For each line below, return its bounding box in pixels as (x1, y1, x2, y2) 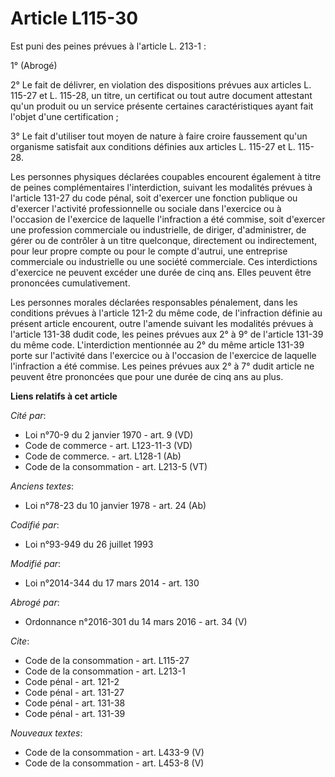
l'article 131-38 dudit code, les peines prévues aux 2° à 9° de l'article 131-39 (10, 328, 324, 340)
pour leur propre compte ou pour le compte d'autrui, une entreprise (10, 245, 288, 257)
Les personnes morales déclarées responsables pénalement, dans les (10, 296, 298, 308)
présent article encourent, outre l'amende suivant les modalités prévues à (10, 317, 314, 329)
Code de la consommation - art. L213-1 (24, 665, 186, 677)
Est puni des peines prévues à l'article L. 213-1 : (10, 40, 207, 52)
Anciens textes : (10, 480, 75, 492)
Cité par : (10, 409, 47, 421)
